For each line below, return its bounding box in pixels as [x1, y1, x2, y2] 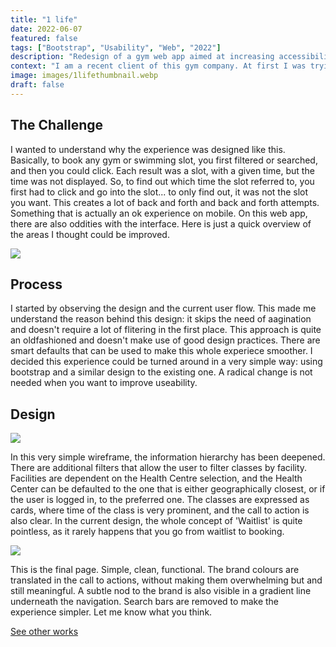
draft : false [10, 80, 65, 90]
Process [10, 276, 63, 293]
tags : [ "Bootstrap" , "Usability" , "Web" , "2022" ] [10, 42, 222, 53]
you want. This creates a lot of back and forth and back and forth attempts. [10, 196, 320, 208]
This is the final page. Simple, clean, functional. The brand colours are [10, 564, 300, 576]
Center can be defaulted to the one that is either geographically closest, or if [10, 483, 326, 495]
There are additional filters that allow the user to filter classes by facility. [10, 462, 308, 474]
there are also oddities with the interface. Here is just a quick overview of [10, 217, 312, 230]
